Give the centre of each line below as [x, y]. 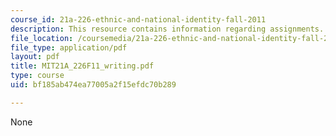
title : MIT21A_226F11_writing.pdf [82, 66]
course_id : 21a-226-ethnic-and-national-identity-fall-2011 [138, 19]
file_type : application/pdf [69, 47]
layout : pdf [35, 57]
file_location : [42, 38]
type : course [37, 76]
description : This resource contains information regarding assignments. [167, 29]
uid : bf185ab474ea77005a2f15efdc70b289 [93, 85]
